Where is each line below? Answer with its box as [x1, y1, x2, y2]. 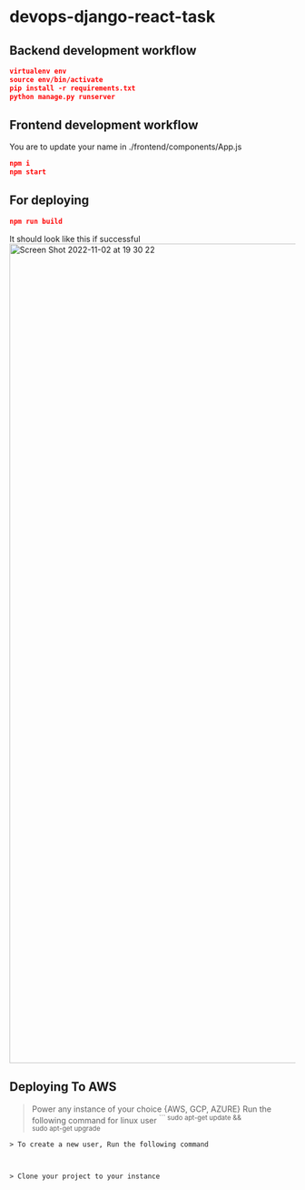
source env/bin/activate [9, 75, 103, 84]
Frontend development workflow [9, 117, 199, 133]
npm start [9, 168, 47, 177]
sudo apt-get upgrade [31, 1124, 101, 1134]
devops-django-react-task [9, 6, 216, 27]
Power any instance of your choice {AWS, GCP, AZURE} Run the [31, 1104, 272, 1114]
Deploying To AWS [9, 1079, 117, 1094]
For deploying [9, 193, 89, 209]
